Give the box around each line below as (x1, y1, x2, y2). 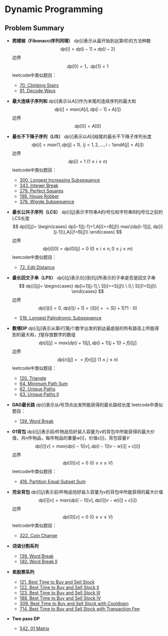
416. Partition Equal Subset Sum (19, 479, 86, 484)
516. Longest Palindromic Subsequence (19, 315, 102, 321)
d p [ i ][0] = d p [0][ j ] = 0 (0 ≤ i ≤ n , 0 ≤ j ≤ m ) (43, 246, 133, 251)
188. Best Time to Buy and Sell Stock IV (19, 595, 101, 601)
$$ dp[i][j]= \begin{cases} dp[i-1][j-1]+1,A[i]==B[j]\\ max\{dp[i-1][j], (13, 223, 152, 230)
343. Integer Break (19, 183, 59, 188)
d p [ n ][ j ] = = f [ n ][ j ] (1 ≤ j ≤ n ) (57, 356, 119, 362)
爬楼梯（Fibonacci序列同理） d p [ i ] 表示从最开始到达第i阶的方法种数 (12, 38, 151, 43)
